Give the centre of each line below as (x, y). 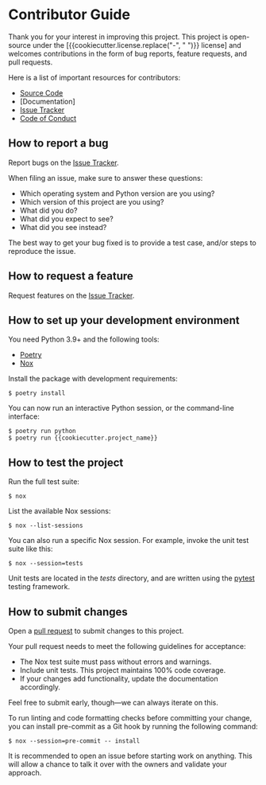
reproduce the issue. (42, 251)
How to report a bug (58, 144)
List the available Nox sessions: (60, 511)
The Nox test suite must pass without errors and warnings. (116, 662)
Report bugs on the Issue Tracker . (64, 162)
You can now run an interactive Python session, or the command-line (121, 408)
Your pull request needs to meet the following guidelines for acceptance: (127, 646)
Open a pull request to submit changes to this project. (96, 631)
